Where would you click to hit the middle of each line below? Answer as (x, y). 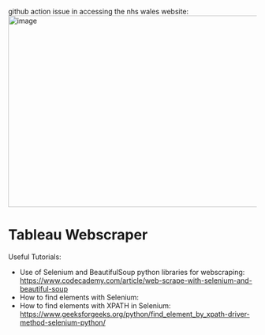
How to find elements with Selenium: (79, 297)
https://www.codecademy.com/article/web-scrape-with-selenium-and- (136, 280)
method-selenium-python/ (63, 322)
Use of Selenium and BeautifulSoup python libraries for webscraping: (132, 272)
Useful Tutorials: (35, 257)
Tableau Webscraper (78, 235)
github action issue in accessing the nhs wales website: (99, 11)
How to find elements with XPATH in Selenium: (95, 305)
